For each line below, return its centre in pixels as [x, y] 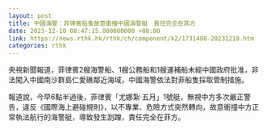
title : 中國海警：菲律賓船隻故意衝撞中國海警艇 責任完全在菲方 [102, 23]
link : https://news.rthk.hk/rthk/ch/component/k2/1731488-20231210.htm [131, 38]
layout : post [30, 16]
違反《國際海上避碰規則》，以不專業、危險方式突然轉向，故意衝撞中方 [137, 107]
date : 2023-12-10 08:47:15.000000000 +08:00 [84, 31]
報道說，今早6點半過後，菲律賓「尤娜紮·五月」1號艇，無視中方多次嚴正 [126, 97]
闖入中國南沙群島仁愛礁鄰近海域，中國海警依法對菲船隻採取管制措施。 [131, 80]
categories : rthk [38, 46]
